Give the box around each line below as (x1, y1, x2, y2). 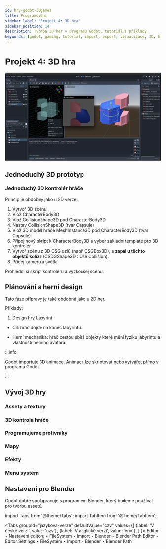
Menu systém (5, 469, 39, 476)
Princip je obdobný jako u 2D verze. (5, 196, 78, 202)
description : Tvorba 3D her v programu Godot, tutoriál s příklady (5, 29, 147, 34)
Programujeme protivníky (5, 429, 68, 436)
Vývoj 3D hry (5, 388, 46, 396)
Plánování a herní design (5, 283, 83, 291)
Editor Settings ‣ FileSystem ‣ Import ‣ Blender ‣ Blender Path (5, 538, 132, 544)
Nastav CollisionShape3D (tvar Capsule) (12, 222, 95, 228)
